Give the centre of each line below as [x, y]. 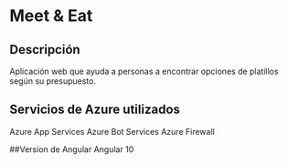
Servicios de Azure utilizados [95, 110]
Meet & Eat [51, 16]
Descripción [45, 50]
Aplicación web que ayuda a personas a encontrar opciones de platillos [144, 71]
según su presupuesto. [53, 81]
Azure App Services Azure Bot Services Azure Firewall [112, 131]
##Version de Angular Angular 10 [72, 149]
